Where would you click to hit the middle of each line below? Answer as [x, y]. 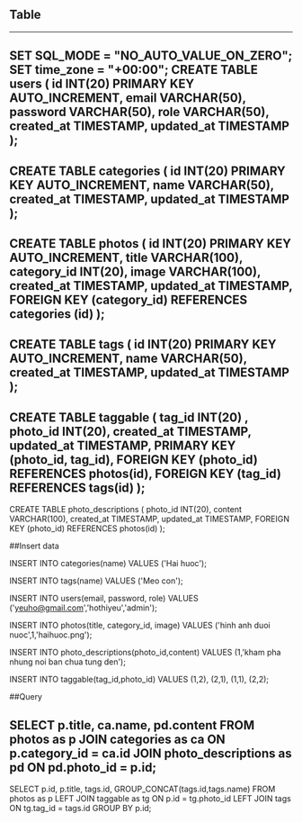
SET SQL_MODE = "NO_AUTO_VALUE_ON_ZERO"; [151, 56]
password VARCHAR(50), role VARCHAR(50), [139, 112]
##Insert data [35, 546]
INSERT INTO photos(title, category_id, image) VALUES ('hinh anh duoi [140, 626]
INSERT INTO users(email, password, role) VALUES [104, 599]
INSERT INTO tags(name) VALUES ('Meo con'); [96, 581]
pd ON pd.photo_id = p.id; [83, 768]
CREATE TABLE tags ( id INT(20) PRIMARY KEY [143, 344]
